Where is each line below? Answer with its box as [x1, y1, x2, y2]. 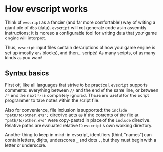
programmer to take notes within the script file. [5, 97, 100, 103]
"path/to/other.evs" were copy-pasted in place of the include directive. [5, 117, 151, 123]
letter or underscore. [5, 142, 47, 148]
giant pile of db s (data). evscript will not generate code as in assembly [5, 24, 147, 30]
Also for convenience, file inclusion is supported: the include [5, 107, 128, 113]
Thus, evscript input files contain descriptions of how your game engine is [5, 44, 156, 50]
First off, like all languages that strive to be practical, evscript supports [5, 82, 148, 88]
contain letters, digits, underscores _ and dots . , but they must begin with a [5, 137, 157, 143]
